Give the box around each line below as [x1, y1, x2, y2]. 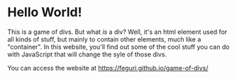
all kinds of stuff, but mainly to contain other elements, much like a [7, 35, 202, 43]
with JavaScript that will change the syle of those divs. [7, 50, 167, 59]
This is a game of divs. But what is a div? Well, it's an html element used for [7, 28, 228, 36]
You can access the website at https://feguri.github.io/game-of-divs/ [7, 63, 209, 72]
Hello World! [7, 4, 82, 20]
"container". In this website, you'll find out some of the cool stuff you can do [7, 42, 230, 51]
